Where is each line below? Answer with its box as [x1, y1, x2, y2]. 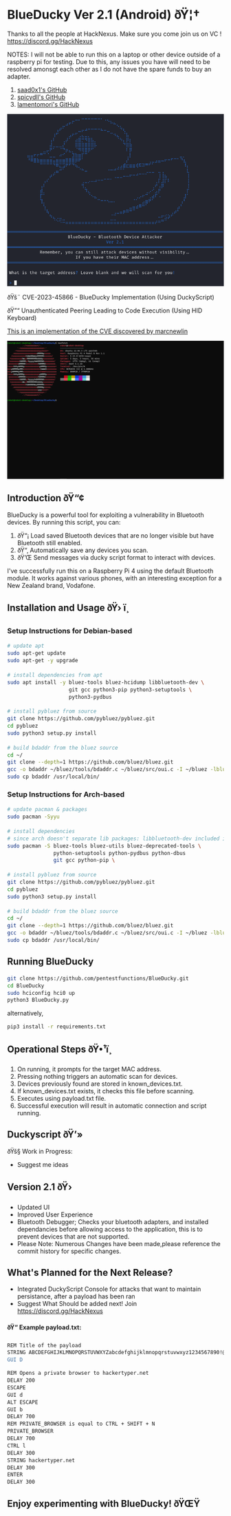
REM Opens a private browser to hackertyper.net [7, 1370, 149, 1377]
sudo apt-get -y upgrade [7, 657, 78, 664]
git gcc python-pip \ [53, 857, 115, 864]
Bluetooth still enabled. [16, 538, 82, 547]
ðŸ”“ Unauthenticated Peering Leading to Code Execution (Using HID [7, 306, 203, 315]
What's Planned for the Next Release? [7, 1267, 173, 1278]
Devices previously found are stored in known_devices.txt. [16, 1080, 184, 1088]
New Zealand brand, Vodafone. [7, 581, 96, 589]
